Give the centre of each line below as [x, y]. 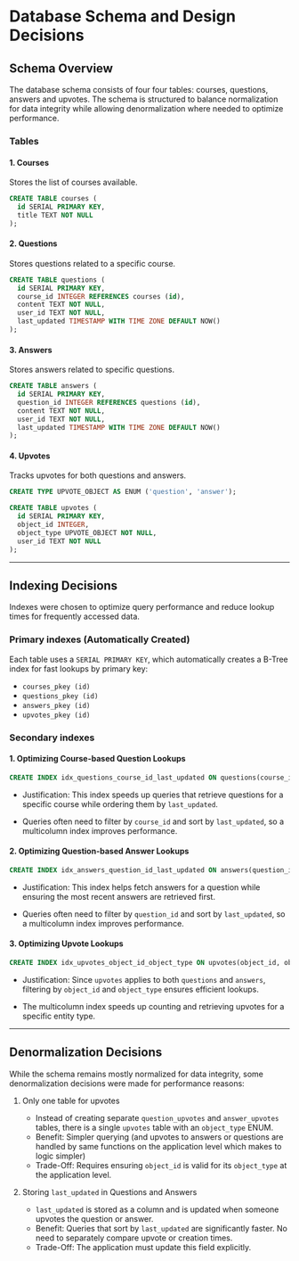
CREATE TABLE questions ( [57, 280]
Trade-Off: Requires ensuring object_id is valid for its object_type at [161, 1165]
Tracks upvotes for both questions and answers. [98, 475]
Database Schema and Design [122, 16]
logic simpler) [61, 1156]
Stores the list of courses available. [73, 182]
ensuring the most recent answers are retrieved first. [119, 896]
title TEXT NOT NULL [55, 215]
